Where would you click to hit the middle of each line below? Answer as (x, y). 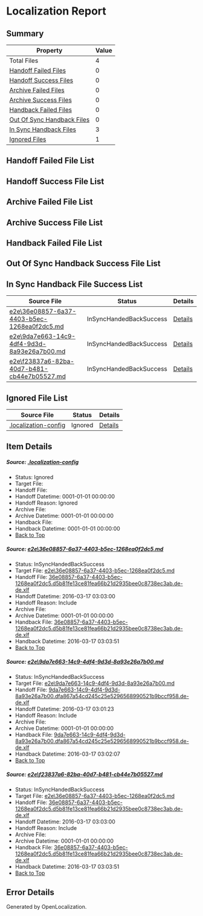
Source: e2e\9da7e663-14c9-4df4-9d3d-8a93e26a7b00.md (85, 661)
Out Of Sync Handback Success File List (84, 263)
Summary (25, 34)
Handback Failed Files (41, 110)
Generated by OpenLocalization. (47, 907)
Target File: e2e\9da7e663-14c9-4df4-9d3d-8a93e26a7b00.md (95, 683)
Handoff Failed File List (50, 161)
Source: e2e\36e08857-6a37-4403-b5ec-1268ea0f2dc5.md (85, 549)
